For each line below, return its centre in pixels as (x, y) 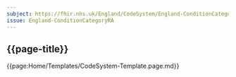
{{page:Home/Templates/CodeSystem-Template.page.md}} (93, 66)
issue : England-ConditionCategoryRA (60, 20)
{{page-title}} (38, 49)
